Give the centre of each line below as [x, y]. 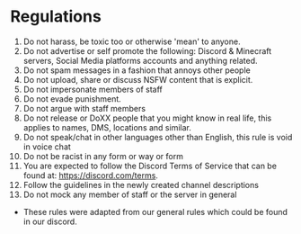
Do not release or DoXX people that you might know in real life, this [147, 118]
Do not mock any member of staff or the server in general [130, 194]
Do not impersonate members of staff [93, 89]
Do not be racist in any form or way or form [103, 156]
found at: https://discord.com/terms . [90, 175]
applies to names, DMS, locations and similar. [107, 127]
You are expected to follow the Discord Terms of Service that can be [150, 166]
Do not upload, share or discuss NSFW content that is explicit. [138, 79]
